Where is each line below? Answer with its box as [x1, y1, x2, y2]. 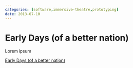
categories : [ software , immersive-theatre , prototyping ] [5, 7, 119, 12]
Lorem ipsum [5, 48, 32, 54]
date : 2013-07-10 [5, 12, 40, 16]
